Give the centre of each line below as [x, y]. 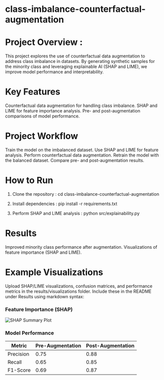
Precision [19, 354]
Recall [15, 362]
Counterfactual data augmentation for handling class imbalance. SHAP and [81, 106]
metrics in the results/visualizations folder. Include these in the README [78, 291]
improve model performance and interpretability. [54, 72]
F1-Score [19, 370]
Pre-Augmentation [58, 346]
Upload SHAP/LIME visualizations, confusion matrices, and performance [79, 286]
